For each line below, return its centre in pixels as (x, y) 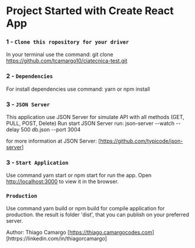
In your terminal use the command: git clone (60, 55)
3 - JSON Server (28, 104)
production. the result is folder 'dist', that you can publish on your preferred (98, 214)
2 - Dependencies (30, 76)
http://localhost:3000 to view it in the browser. (63, 181)
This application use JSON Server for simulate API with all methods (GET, (95, 117)
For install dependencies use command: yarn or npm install (78, 89)
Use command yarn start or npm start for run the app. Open (79, 176)
